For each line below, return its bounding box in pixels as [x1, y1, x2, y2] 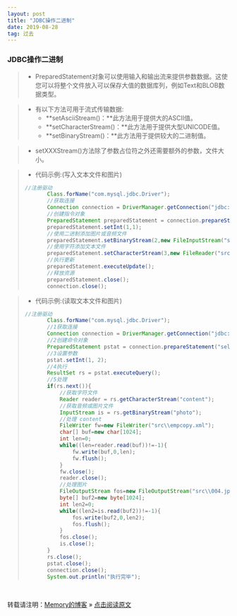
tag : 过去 [7, 30, 34, 37]
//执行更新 [47, 256, 75, 263]
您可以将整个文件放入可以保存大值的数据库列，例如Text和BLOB [35, 81, 219, 89]
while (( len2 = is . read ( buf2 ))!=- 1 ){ [59, 507, 161, 514]
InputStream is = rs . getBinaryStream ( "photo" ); [59, 409, 202, 416]
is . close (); [59, 540, 95, 547]
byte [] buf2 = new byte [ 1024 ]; [59, 494, 145, 502]
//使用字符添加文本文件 [47, 243, 107, 251]
